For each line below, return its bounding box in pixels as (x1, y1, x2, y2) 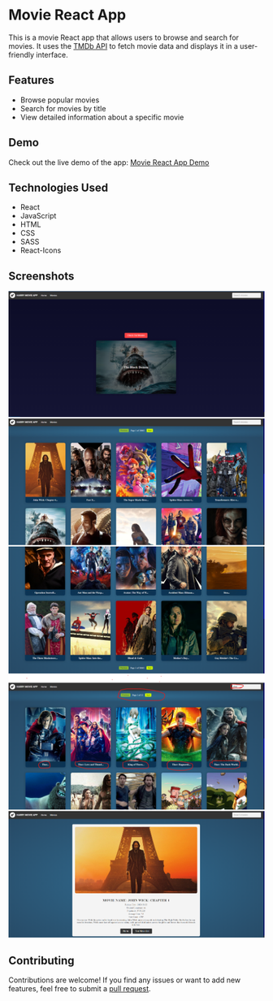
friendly (8, 50, 35, 59)
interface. (36, 50, 69, 59)
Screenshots (8, 269, 75, 283)
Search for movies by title (19, 103, 106, 113)
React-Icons (19, 245, 62, 255)
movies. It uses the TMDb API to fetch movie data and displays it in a (8, 41, 238, 50)
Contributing (8, 953, 75, 968)
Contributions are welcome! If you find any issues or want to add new (8, 975, 241, 985)
